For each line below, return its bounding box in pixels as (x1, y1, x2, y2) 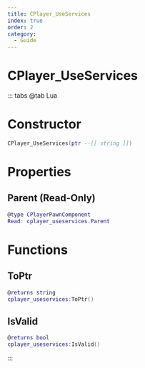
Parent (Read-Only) (7, 192, 96, 204)
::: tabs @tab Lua (7, 91, 58, 100)
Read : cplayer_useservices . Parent (7, 218, 111, 225)
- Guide (14, 37, 37, 44)
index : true (7, 17, 43, 24)
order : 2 (7, 24, 34, 31)
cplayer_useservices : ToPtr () (7, 295, 94, 303)
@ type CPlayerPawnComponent (7, 211, 91, 218)
